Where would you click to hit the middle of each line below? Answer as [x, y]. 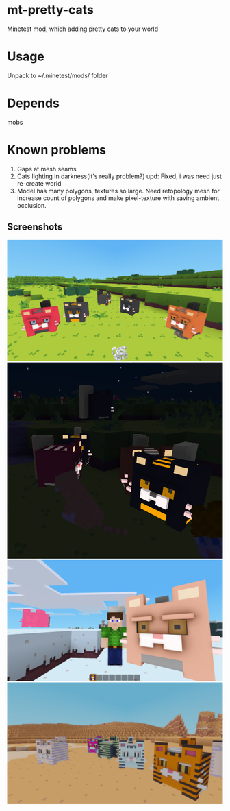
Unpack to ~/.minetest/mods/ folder [57, 75]
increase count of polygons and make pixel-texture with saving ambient [118, 198]
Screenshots [35, 227]
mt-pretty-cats [50, 10]
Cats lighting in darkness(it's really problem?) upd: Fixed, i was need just [119, 176]
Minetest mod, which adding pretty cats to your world [83, 29]
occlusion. [31, 205]
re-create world [39, 183]
